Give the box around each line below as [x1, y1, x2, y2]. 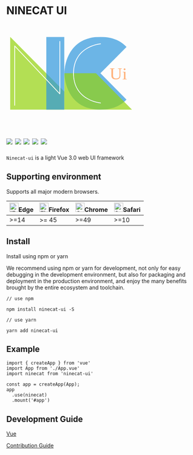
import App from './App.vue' [6, 365, 80, 372]
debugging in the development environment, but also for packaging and [6, 270, 186, 278]
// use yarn [6, 317, 36, 323]
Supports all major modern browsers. [6, 188, 100, 195]
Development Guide [6, 414, 83, 424]
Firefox [48, 205, 70, 214]
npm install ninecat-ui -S [6, 306, 75, 312]
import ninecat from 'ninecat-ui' [6, 371, 94, 377]
